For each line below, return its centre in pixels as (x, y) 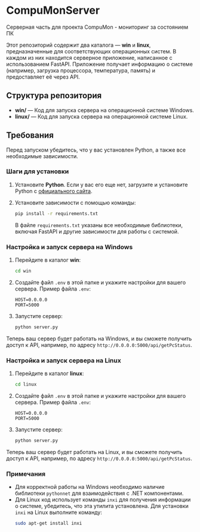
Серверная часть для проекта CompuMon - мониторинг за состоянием (97, 27)
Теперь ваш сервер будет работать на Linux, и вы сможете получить (94, 452)
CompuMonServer (53, 10)
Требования (30, 135)
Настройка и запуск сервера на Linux (64, 360)
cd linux (26, 385)
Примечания (26, 474)
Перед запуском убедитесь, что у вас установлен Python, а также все (96, 150)
